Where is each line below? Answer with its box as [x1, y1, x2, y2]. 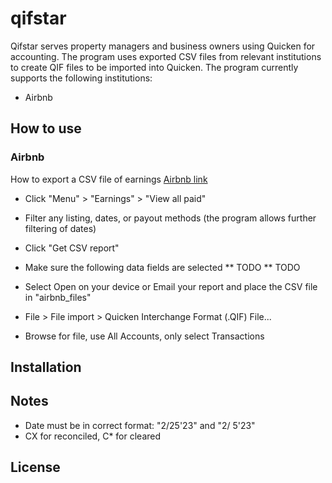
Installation [10, 359, 82, 376]
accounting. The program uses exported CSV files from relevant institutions [10, 50, 322, 62]
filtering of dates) [24, 222, 97, 234]
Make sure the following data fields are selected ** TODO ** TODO [24, 261, 301, 273]
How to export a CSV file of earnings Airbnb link [10, 173, 208, 185]
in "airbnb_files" [24, 291, 92, 303]
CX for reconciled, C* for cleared [24, 430, 162, 442]
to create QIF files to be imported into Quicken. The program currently [10, 61, 299, 73]
